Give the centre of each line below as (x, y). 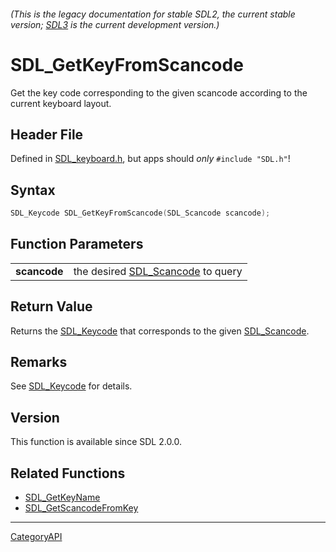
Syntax (33, 190)
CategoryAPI (36, 537)
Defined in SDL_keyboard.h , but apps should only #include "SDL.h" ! (150, 159)
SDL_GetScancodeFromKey (81, 508)
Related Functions (68, 473)
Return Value (51, 306)
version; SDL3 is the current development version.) (115, 24)
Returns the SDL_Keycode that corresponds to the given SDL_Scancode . (160, 331)
